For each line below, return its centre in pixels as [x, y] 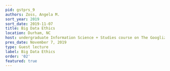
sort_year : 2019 [22, 19]
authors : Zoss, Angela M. [32, 14]
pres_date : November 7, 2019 [36, 42]
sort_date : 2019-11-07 [29, 24]
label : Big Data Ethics [30, 51]
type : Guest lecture [27, 47]
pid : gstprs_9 [20, 10]
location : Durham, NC [28, 33]
